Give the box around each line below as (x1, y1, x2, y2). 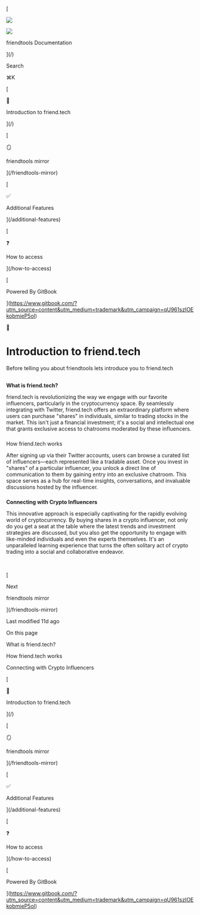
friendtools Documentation (6, 39, 72, 46)
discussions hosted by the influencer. (6, 484, 99, 491)
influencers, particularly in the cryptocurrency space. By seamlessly (6, 400, 174, 407)
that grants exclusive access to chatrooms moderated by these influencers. (6, 425, 192, 432)
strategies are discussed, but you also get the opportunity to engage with (6, 529, 187, 536)
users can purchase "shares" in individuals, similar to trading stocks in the (6, 413, 189, 420)
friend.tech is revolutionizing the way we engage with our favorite (6, 394, 168, 401)
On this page (6, 629, 38, 636)
